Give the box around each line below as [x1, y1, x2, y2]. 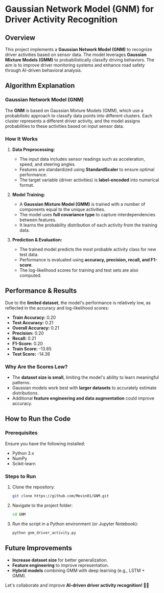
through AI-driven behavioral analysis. [5, 67, 82, 73]
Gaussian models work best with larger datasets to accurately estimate [12, 385, 157, 391]
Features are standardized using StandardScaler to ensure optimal [19, 166, 155, 172]
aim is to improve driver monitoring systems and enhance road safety [5, 62, 145, 68]
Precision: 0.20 [12, 330, 44, 336]
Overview [5, 33, 36, 42]
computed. [19, 272, 42, 278]
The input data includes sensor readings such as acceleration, [19, 156, 145, 162]
